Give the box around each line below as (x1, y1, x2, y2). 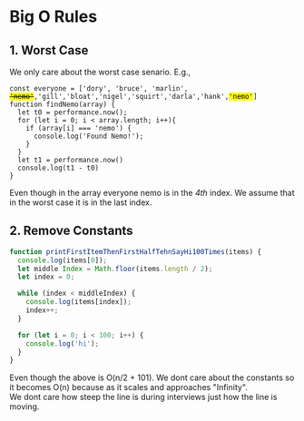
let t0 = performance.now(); (17, 108, 128, 117)
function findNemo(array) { (9, 100, 116, 109)
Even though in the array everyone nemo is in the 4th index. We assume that (9, 188, 295, 198)
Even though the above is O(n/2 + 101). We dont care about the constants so (9, 372, 295, 383)
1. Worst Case (9, 43, 89, 58)
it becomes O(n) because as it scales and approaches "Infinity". (9, 382, 248, 393)
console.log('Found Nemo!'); (33, 132, 144, 141)
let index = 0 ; (17, 272, 75, 282)
